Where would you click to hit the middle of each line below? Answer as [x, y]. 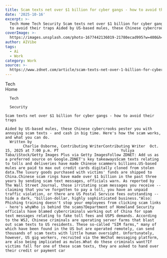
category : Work [21, 61]
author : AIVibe [21, 42]
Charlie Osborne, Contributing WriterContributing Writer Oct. [91, 146]
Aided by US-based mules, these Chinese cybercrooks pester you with [79, 129]
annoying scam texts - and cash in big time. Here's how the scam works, [83, 133]
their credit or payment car [35, 251]
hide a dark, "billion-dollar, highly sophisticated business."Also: [79, 198]
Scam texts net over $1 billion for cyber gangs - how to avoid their [80, 116]
